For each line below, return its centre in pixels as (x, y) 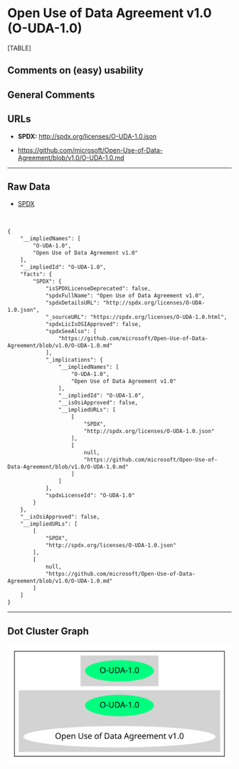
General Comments (51, 95)
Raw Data (29, 187)
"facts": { (36, 275)
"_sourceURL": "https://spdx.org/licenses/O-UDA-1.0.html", (136, 317)
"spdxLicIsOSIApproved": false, (93, 325)
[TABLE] (20, 48)
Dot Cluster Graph (48, 631)
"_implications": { (74, 360)
